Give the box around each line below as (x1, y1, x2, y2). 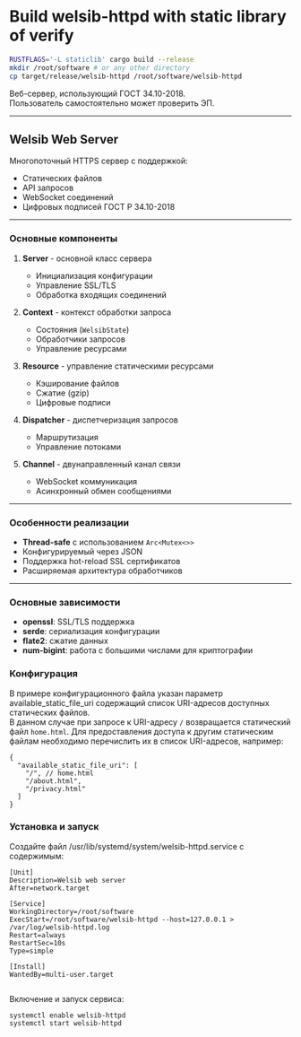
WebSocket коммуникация (35, 475, 138, 486)
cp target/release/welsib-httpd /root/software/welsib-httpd (9, 72, 243, 81)
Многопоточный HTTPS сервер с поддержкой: (9, 155, 188, 167)
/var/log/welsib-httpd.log (9, 922, 110, 932)
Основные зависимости (9, 596, 121, 608)
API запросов (21, 182, 74, 194)
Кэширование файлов (35, 378, 119, 388)
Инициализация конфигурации (35, 270, 154, 281)
